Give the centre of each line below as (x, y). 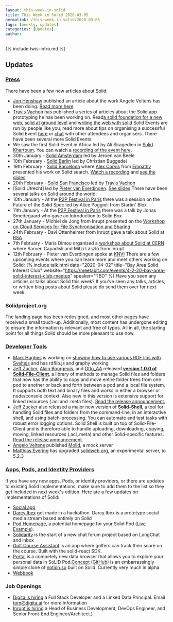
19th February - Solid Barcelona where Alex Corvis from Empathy (82, 166)
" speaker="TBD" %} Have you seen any (113, 275)
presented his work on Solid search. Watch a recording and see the (84, 172)
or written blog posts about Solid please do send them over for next (84, 287)
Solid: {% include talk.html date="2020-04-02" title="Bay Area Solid (85, 265)
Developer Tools (26, 347)
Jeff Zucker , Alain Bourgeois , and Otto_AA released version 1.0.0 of (85, 369)
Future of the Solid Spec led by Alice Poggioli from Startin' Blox (80, 204)
